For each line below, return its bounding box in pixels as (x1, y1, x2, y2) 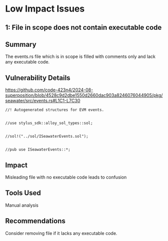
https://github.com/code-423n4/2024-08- (5, 87, 94, 93)
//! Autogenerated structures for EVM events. (5, 107, 104, 112)
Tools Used (5, 189, 41, 197)
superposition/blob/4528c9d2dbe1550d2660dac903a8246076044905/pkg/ (5, 92, 163, 98)
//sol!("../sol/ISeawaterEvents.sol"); (5, 134, 89, 139)
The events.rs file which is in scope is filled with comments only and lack (5, 53, 155, 59)
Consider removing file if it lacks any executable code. (5, 230, 118, 236)
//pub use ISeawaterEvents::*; (5, 147, 71, 152)
